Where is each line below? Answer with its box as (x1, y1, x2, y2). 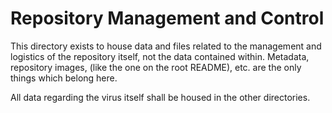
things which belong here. (10, 72, 118, 84)
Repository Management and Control (10, 7, 325, 30)
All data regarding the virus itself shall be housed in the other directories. (10, 91, 311, 103)
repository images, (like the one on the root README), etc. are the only (10, 61, 302, 73)
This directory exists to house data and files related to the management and (10, 40, 322, 52)
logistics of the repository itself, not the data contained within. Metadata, (10, 50, 310, 62)
